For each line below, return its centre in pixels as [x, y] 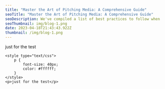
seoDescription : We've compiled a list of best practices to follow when [83, 19]
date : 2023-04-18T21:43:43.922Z [38, 28]
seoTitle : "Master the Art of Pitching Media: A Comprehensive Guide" [79, 14]
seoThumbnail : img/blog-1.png [36, 23]
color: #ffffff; [40, 69]
